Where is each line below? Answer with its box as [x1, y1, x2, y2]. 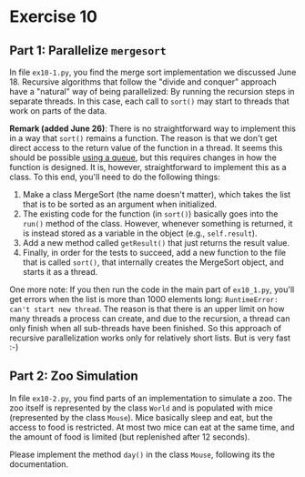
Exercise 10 [9, 6, 98, 27]
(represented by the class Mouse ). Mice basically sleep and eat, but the [9, 411, 273, 422]
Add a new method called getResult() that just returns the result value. [22, 238, 290, 248]
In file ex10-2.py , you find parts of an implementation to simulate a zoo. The [9, 392, 293, 403]
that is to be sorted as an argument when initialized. [22, 198, 217, 209]
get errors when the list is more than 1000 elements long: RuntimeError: [9, 294, 280, 304]
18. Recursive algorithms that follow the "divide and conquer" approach [9, 76, 278, 87]
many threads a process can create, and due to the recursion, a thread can [9, 313, 290, 324]
